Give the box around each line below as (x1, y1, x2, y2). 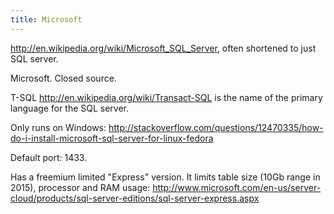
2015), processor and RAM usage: (10, 181, 151, 193)
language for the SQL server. (10, 102, 130, 114)
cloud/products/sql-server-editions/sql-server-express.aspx (10, 192, 260, 204)
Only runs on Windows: (10, 121, 107, 133)
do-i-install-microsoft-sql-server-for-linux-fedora (10, 132, 214, 144)
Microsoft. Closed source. (10, 72, 117, 84)
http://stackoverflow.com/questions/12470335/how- (108, 121, 324, 133)
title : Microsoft (10, 14, 83, 25)
